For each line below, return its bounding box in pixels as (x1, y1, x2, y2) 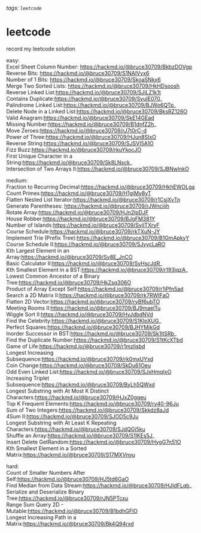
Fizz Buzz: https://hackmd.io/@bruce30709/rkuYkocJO (6, 146, 142, 153)
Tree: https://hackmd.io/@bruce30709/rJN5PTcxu (6, 495, 129, 502)
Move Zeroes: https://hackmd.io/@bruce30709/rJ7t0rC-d (6, 127, 147, 134)
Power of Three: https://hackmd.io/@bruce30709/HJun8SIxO (6, 133, 157, 140)
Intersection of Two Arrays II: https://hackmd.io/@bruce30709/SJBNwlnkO (6, 165, 190, 172)
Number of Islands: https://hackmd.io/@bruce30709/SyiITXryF (6, 221, 160, 229)
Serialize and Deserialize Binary (6, 488, 84, 495)
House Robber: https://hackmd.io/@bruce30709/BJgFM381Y (6, 215, 156, 222)
